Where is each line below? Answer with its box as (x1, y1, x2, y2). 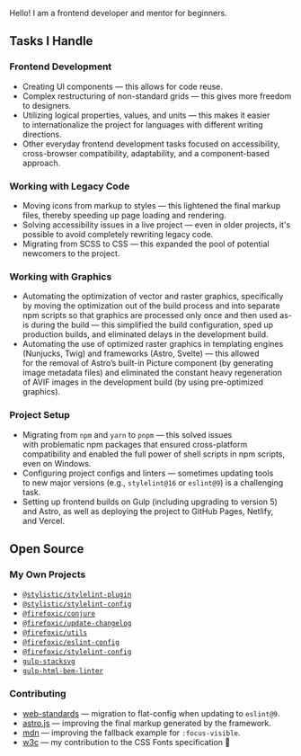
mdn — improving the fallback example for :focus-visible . (22, 727, 241, 738)
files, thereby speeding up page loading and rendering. (22, 209, 226, 220)
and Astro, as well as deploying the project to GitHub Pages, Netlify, (22, 505, 274, 516)
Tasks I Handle (9, 33, 93, 49)
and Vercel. (22, 515, 66, 526)
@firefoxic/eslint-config (22, 638, 120, 647)
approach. (22, 157, 61, 168)
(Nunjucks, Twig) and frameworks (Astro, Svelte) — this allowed (22, 348, 260, 359)
